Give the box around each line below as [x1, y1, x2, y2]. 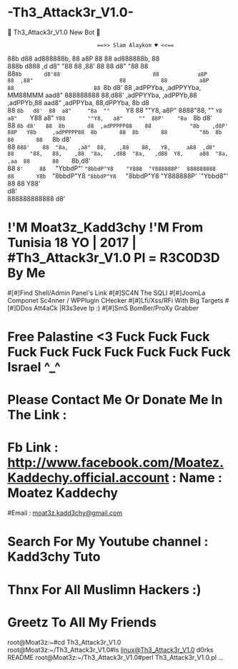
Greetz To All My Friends [7, 614, 157, 630]
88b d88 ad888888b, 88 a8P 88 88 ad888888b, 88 [7, 54, 160, 63]
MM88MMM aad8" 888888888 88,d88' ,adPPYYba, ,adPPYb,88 [7, 91, 198, 99]
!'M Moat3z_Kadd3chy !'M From [7, 219, 204, 236]
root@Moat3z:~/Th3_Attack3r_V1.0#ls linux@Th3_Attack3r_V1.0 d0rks [7, 645, 214, 654]
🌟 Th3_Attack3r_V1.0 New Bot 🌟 [7, 28, 101, 36]
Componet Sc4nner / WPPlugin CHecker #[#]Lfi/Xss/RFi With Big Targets [7, 296, 224, 304]
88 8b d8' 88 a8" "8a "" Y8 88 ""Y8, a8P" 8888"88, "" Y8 [7, 106, 223, 114]
